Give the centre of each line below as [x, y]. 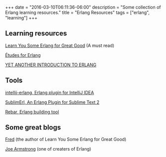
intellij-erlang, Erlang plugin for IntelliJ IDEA [50, 92]
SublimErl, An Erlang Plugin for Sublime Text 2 [52, 102]
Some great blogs [33, 127]
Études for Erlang [23, 55]
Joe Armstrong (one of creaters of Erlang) [48, 149]
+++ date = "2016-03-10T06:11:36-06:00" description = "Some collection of [83, 7]
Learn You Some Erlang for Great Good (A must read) [60, 45]
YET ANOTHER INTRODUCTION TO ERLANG [51, 65]
